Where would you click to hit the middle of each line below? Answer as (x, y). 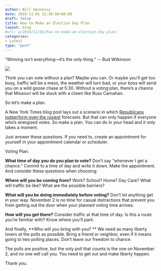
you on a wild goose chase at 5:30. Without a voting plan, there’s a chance (79, 88)
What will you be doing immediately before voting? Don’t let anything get (79, 195)
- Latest (14, 41)
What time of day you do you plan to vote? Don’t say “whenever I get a (76, 161)
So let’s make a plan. (25, 103)
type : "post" (18, 45)
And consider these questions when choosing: (51, 171)
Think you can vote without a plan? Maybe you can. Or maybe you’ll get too (80, 77)
